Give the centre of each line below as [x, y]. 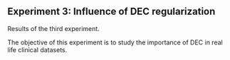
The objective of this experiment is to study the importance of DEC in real [115, 42]
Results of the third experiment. [53, 28]
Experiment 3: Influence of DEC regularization [111, 12]
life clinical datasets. [37, 49]
